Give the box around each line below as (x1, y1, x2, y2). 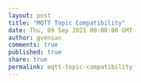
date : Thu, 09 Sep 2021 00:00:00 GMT (8, 26, 133, 34)
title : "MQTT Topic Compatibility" (8, 19, 126, 27)
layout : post (8, 11, 51, 20)
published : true (8, 48, 62, 56)
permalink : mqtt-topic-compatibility (8, 63, 133, 71)
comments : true (8, 41, 59, 49)
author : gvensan (8, 33, 62, 42)
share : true (8, 56, 48, 64)
